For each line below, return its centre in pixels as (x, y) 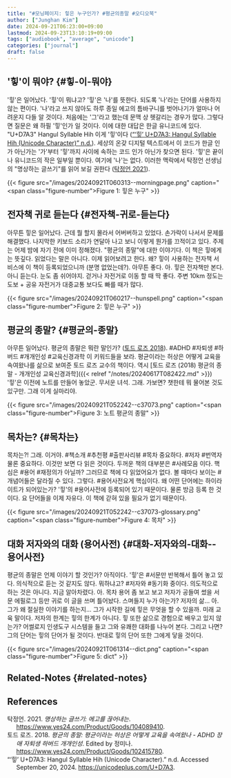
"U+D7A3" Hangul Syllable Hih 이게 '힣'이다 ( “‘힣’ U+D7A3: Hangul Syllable (112, 134)
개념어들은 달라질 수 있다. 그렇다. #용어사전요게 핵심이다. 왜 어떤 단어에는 (106, 481)
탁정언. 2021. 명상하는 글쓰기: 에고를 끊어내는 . (69, 719)
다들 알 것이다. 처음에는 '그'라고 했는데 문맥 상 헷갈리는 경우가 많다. (115, 117)
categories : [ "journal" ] (43, 46)
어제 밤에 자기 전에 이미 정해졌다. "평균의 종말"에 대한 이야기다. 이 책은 (109, 250)
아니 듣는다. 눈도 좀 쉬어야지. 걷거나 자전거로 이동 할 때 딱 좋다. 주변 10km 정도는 (115, 275)
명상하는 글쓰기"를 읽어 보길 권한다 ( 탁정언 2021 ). (83, 168)
